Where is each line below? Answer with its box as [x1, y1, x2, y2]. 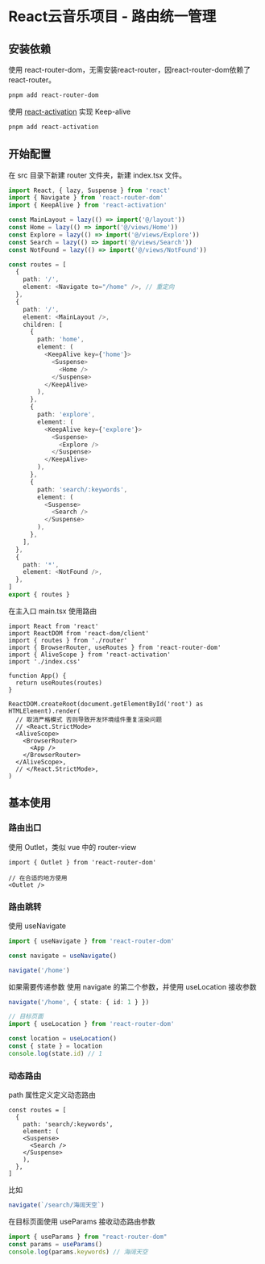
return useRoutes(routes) [15, 679, 103, 687]
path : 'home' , [37, 336, 85, 344]
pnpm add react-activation [8, 123, 99, 131]
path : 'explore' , [37, 411, 95, 419]
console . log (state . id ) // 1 [8, 1049, 103, 1057]
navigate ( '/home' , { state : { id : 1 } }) [8, 998, 150, 1006]
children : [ [23, 320, 63, 329]
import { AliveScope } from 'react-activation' [8, 651, 172, 659]
